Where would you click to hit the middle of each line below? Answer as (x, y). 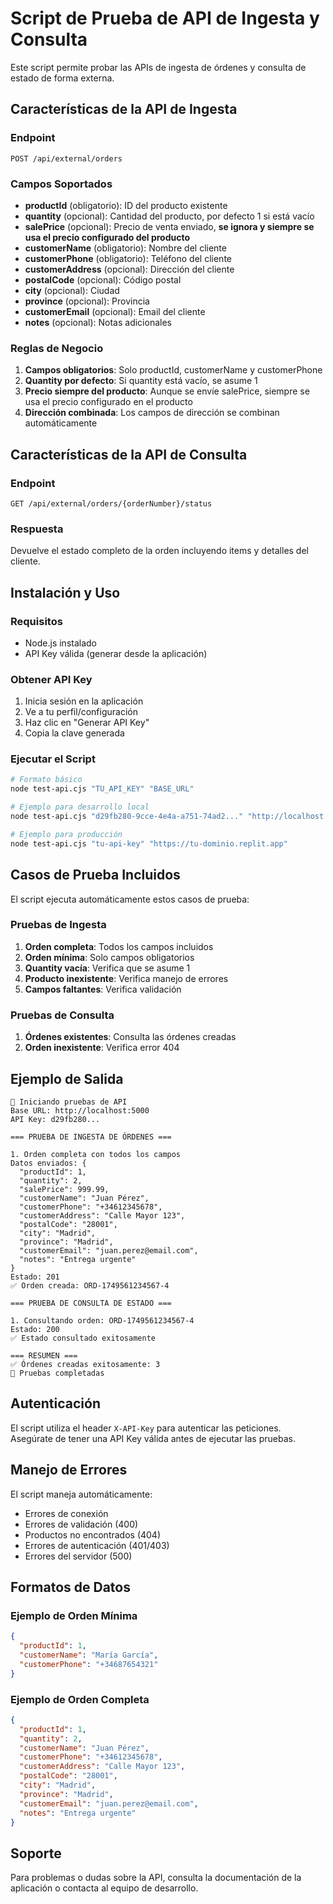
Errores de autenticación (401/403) (97, 1545)
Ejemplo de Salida (67, 1078)
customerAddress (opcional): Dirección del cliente (129, 269)
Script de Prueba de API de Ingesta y (165, 18)
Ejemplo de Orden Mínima (74, 1615)
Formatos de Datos (70, 1587)
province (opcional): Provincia (87, 301)
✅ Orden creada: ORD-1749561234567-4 (90, 1285)
